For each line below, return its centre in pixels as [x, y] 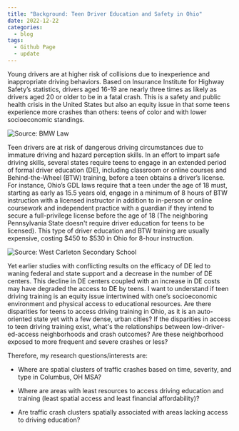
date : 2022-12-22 [33, 21]
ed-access [23, 334]
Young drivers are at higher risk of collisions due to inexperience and [109, 74]
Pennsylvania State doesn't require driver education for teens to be [106, 223]
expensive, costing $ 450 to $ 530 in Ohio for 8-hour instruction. [101, 238]
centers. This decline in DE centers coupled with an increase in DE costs [114, 281]
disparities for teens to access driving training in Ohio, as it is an [102, 311]
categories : [25, 27]
